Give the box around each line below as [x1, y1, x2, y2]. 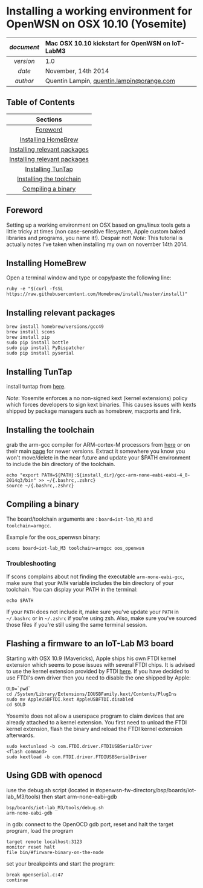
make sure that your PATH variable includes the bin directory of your [6, 579, 174, 586]
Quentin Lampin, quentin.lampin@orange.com [45, 76, 175, 85]
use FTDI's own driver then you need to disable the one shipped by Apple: [6, 674, 192, 681]
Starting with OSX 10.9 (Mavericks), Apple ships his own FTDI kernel [6, 655, 176, 662]
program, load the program [6, 827, 74, 834]
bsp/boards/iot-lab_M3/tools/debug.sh [6, 804, 104, 810]
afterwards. [6, 732, 35, 739]
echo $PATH [6, 597, 34, 604]
